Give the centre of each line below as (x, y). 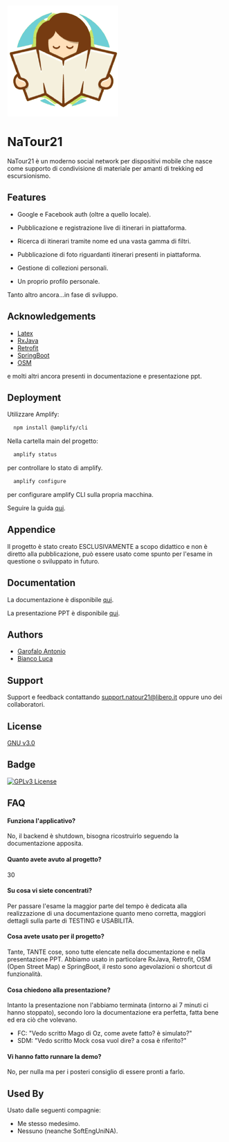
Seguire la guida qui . (36, 508)
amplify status (35, 455)
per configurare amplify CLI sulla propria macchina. (80, 495)
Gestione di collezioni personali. (63, 268)
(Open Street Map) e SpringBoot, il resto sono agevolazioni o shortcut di (110, 967)
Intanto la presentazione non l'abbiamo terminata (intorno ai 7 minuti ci (108, 1005)
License (25, 726)
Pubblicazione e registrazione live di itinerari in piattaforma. (102, 228)
